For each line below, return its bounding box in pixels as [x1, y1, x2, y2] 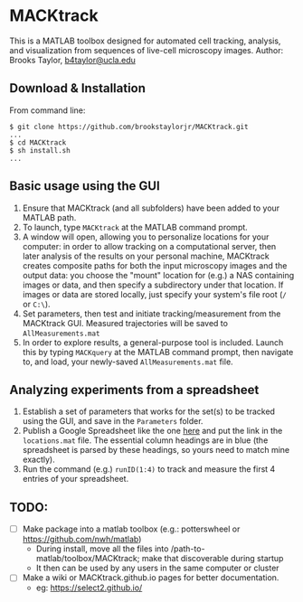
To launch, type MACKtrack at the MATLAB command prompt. [22, 221, 249, 232]
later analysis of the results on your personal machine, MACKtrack [22, 250, 270, 261]
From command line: [9, 105, 86, 116]
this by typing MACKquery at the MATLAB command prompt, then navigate [22, 346, 294, 357]
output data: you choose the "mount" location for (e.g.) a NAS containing [22, 269, 295, 280]
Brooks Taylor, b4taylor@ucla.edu [9, 54, 136, 65]
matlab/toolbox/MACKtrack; [35, 553, 140, 564]
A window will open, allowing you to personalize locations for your [22, 231, 270, 242]
